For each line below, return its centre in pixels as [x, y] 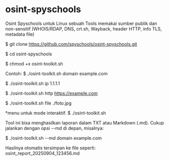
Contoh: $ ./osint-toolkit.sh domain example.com [57, 73]
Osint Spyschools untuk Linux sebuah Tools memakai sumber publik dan [81, 23]
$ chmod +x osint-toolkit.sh [34, 63]
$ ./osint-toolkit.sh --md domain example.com [53, 138]
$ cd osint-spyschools [29, 54]
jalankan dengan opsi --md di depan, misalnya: [55, 128]
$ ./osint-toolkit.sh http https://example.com [52, 93]
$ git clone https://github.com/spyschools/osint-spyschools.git [71, 44]
